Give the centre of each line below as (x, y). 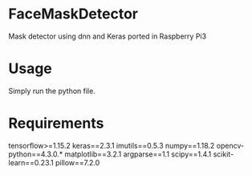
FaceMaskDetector (73, 14)
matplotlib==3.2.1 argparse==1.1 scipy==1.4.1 (138, 154)
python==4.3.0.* (36, 154)
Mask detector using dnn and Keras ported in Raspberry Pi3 (108, 36)
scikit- (224, 154)
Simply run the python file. (52, 91)
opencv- (230, 145)
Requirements (56, 123)
